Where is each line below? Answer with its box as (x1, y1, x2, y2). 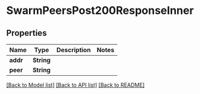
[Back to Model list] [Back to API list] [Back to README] (6, 81, 145, 89)
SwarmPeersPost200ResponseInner (6, 4, 195, 18)
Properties (6, 28, 47, 38)
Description (56, 46, 91, 54)
